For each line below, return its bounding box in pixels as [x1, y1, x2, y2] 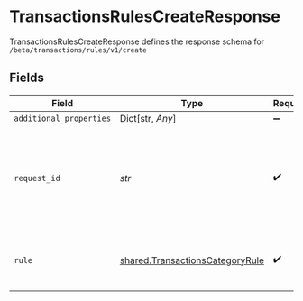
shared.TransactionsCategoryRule [119, 254, 264, 267]
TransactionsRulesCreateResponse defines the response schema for [9, 36, 264, 47]
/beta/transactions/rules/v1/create [9, 45, 147, 55]
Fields [9, 70, 45, 86]
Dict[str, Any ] [119, 112, 177, 124]
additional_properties [14, 113, 111, 123]
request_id [14, 173, 60, 183]
